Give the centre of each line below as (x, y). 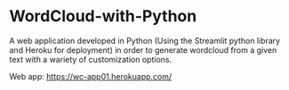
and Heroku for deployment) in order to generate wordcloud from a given (143, 49)
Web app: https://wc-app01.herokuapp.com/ (91, 76)
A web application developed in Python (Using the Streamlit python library (145, 41)
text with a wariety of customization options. (90, 59)
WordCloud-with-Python (103, 16)
